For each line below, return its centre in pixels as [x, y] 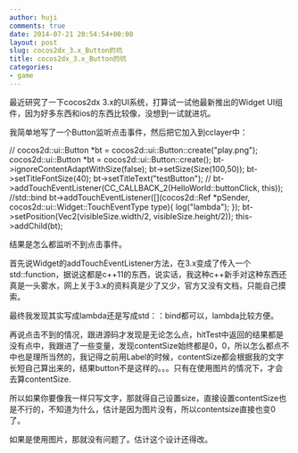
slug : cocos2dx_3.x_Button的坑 [66, 51]
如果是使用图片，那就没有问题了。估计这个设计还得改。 [111, 439]
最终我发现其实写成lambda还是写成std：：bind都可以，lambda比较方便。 [144, 315]
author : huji [33, 17]
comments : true [37, 26]
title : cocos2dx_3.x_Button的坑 [68, 59]
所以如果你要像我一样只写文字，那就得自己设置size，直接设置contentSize [144, 398]
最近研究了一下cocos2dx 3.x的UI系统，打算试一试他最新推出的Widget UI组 [146, 102]
